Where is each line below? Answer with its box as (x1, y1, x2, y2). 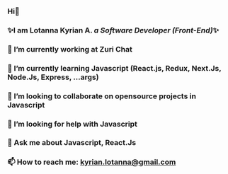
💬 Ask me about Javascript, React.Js (7, 138, 137, 148)
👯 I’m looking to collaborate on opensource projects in (7, 91, 197, 101)
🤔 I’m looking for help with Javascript (7, 119, 138, 129)
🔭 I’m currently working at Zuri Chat (7, 44, 132, 54)
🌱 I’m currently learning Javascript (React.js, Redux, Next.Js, (7, 63, 222, 73)
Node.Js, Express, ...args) (7, 72, 99, 82)
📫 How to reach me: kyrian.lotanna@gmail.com (7, 157, 176, 167)
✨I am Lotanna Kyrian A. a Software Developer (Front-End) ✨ (7, 25, 220, 35)
